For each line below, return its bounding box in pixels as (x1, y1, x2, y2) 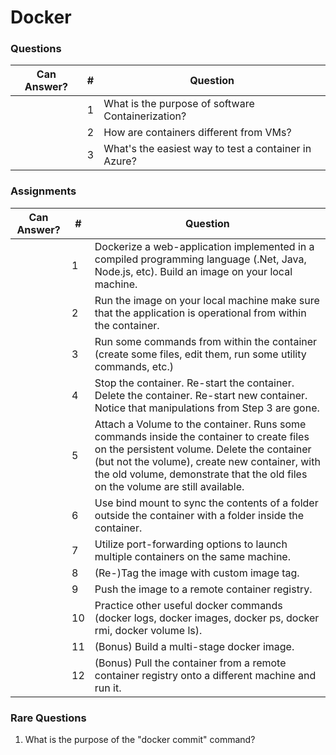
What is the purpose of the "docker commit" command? (24, 734, 256, 746)
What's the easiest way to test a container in (103, 142, 312, 156)
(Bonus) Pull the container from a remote (94, 656, 287, 670)
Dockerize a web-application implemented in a (94, 239, 315, 253)
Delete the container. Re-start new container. (94, 388, 308, 402)
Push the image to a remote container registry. (94, 582, 313, 596)
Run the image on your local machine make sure (94, 293, 320, 307)
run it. (94, 681, 122, 695)
